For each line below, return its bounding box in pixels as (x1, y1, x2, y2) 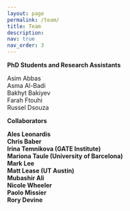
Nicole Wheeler (7, 181, 53, 189)
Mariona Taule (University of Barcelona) (7, 152, 123, 160)
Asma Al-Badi (7, 82, 46, 89)
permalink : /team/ (7, 16, 60, 23)
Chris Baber (7, 137, 42, 145)
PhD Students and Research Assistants (7, 61, 121, 69)
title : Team (7, 23, 41, 30)
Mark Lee (7, 159, 35, 167)
